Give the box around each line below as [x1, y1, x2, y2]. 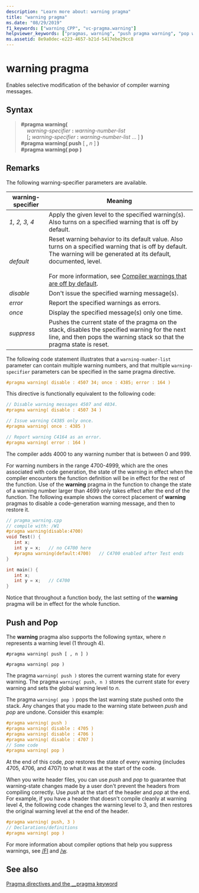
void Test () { [6, 534, 41, 540]
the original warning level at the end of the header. [6, 808, 129, 815]
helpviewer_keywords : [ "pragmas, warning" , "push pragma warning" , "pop [6, 31, 190, 37]
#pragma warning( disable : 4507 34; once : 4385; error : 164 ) [6, 379, 171, 386]
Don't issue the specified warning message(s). [49, 289, 179, 297]
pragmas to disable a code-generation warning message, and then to [6, 500, 175, 507]
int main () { [6, 567, 38, 573]
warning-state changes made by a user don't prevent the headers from [6, 783, 180, 790]
